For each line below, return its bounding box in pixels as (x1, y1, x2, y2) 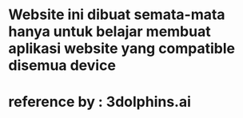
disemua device (8, 57, 116, 75)
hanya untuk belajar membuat (8, 22, 211, 41)
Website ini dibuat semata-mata (8, 6, 225, 24)
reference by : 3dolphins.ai (8, 93, 192, 111)
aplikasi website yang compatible (8, 40, 236, 57)
